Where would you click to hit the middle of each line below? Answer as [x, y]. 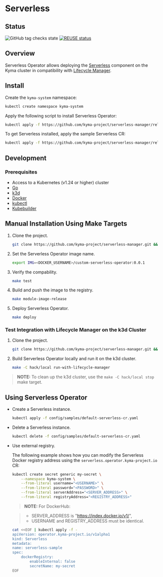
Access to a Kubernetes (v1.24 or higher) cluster [60, 182]
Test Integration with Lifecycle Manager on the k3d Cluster [76, 330]
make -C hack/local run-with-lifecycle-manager [61, 368]
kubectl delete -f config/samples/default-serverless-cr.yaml [76, 436]
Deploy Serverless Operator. [40, 308]
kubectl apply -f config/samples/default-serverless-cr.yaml [75, 418]
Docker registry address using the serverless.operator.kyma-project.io [85, 460]
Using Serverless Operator [46, 397]
